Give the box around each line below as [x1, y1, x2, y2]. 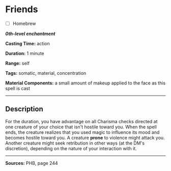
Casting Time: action [5, 41, 50, 46]
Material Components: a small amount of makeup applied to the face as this [5, 80, 166, 86]
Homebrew [12, 20, 36, 26]
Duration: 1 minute [5, 50, 44, 56]
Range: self [5, 60, 30, 66]
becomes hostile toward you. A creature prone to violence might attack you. [5, 134, 165, 140]
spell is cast [5, 85, 31, 91]
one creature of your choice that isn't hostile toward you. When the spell [5, 124, 157, 130]
